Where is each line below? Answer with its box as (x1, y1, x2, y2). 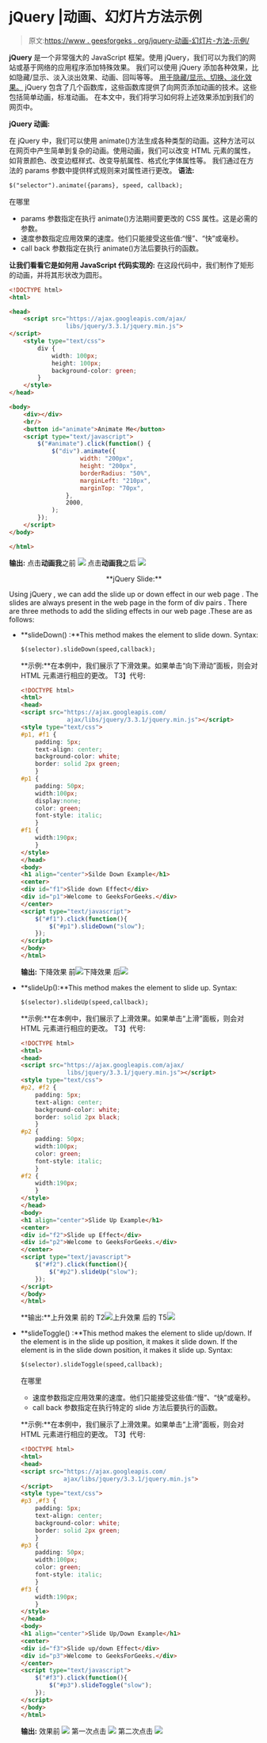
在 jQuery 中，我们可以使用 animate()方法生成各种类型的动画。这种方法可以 (9, 136, 256, 145)
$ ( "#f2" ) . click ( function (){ (35, 1261, 128, 1269)
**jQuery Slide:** (105, 573, 162, 584)
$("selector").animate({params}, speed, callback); (9, 181, 183, 190)
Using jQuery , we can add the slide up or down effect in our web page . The (9, 589, 259, 599)
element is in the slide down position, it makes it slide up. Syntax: (20, 1346, 233, 1355)
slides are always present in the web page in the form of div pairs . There (9, 597, 248, 607)
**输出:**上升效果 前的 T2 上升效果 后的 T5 (20, 1312, 167, 1322)
